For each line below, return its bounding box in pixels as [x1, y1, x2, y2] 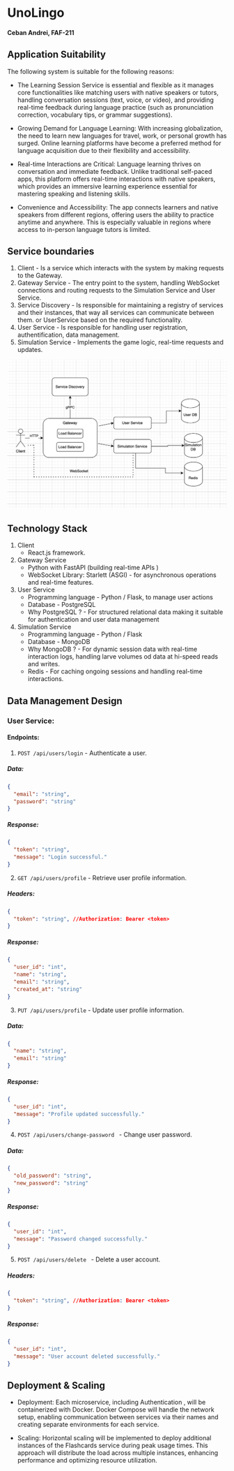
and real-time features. [27, 578, 94, 587]
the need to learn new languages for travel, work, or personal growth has [17, 131, 227, 140]
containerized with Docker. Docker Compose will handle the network [17, 1405, 214, 1414]
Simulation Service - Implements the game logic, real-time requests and [17, 338, 224, 346]
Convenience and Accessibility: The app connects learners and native [17, 203, 219, 211]
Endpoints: [7, 733, 40, 742]
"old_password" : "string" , [13, 1172, 92, 1180]
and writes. [27, 660, 61, 668]
